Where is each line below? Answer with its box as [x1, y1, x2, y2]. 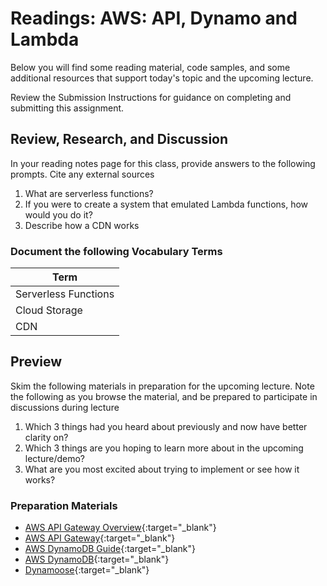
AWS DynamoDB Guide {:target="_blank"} [24, 543, 196, 555]
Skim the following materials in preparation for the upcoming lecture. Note [10, 380, 315, 392]
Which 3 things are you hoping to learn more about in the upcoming [24, 442, 304, 454]
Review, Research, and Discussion [10, 131, 229, 148]
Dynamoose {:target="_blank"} [24, 564, 150, 576]
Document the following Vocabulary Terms [10, 244, 223, 258]
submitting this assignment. [10, 102, 125, 114]
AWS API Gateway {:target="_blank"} [24, 532, 176, 544]
